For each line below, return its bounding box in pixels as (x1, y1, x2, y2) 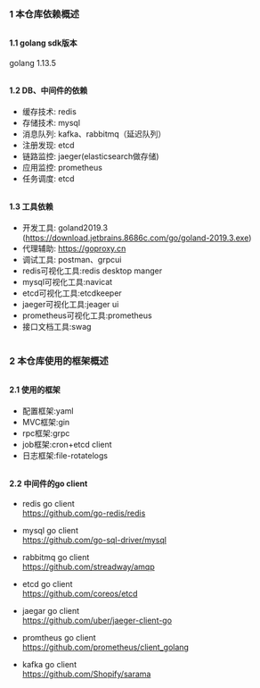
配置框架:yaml (21, 406, 74, 416)
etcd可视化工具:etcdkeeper (21, 288, 122, 298)
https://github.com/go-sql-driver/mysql (21, 534, 167, 546)
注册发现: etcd (21, 140, 75, 151)
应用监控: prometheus (21, 163, 102, 173)
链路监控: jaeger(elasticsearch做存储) (21, 151, 159, 162)
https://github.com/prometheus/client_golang (21, 642, 190, 653)
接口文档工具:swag (21, 322, 92, 332)
